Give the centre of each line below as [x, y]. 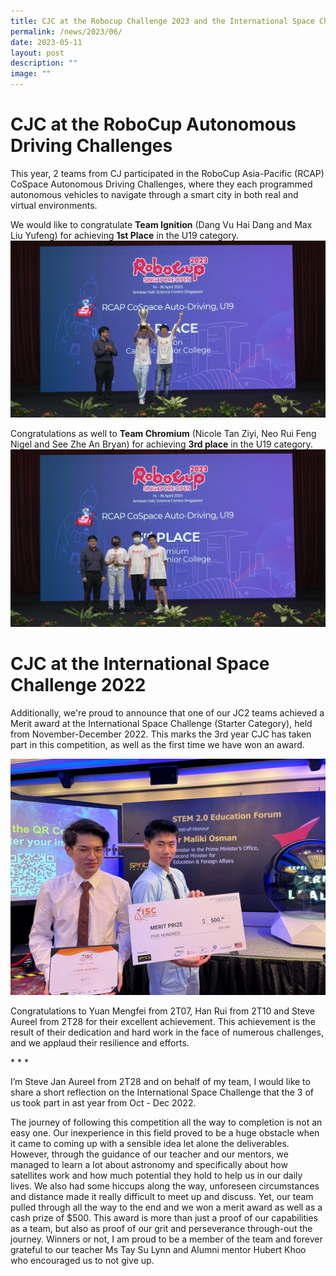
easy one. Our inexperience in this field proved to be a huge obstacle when [165, 1132]
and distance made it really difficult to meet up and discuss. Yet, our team [162, 1196]
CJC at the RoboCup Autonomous [153, 124]
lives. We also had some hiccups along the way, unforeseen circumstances [165, 1186]
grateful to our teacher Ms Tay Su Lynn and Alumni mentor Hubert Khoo [158, 1249]
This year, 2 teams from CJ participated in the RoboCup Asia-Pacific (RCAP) [167, 173]
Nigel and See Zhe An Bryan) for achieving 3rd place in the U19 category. [161, 444]
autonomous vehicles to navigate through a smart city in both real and [154, 194]
